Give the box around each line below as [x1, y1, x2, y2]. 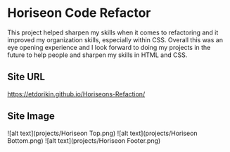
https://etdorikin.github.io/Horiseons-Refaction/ [7, 89, 146, 98]
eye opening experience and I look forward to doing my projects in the [7, 43, 211, 51]
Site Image [7, 110, 55, 122]
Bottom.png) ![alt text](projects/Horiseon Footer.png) [7, 136, 161, 145]
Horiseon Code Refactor [7, 5, 151, 21]
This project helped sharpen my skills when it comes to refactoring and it [7, 28, 219, 37]
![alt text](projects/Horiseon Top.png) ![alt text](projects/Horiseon [7, 129, 198, 137]
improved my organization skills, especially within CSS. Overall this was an [7, 35, 224, 44]
